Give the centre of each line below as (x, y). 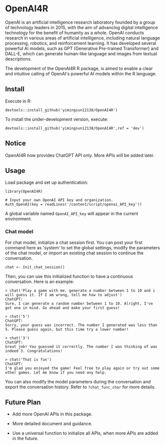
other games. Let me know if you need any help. (56, 373)
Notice (16, 143)
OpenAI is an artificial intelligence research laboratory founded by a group (80, 22)
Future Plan (23, 402)
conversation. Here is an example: (40, 281)
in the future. (25, 439)
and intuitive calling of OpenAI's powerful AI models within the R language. (81, 73)
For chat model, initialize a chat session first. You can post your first (74, 242)
